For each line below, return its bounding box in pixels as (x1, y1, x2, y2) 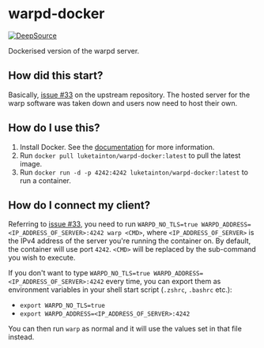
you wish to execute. (8, 253, 76, 263)
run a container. (19, 175, 71, 185)
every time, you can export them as (105, 277, 221, 286)
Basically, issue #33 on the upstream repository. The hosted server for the (8, 90, 251, 99)
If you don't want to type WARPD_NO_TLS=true (8, 268, 151, 278)
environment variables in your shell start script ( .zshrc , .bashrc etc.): (8, 285, 232, 294)
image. (19, 159, 43, 168)
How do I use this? (8, 122, 100, 135)
